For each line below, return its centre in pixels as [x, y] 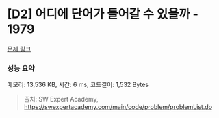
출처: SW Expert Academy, [61, 99]
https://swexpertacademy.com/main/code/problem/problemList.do [118, 107]
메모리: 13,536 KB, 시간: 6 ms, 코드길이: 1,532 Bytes [78, 85]
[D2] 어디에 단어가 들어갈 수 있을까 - [103, 14]
